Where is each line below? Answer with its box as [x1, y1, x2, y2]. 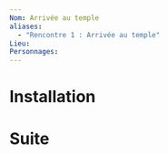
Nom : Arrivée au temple [9, 13, 100, 23]
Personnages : [9, 47, 59, 56]
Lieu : [9, 38, 30, 48]
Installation [9, 87, 96, 108]
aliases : [9, 22, 43, 31]
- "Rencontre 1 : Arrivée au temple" [17, 30, 161, 39]
